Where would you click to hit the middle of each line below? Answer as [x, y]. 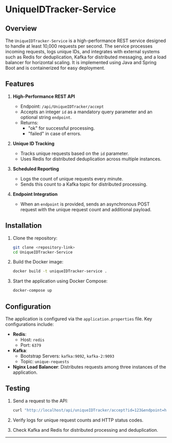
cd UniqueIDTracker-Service [42, 252]
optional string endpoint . [46, 117]
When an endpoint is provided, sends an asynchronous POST [85, 204]
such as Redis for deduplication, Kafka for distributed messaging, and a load [86, 57]
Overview [21, 28]
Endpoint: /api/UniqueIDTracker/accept [62, 106]
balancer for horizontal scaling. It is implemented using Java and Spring [81, 62]
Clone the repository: [35, 238]
